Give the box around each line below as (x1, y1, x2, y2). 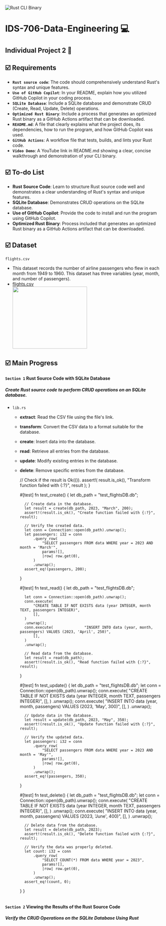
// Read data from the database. (24, 651, 93, 656)
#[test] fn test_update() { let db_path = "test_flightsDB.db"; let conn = (19, 682, 162, 688)
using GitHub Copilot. (12, 215, 56, 221)
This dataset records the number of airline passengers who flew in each (12, 265, 160, 271)
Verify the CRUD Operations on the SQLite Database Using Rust (5, 915, 139, 921)
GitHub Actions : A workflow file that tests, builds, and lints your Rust (12, 137, 152, 143)
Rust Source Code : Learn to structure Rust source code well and (12, 184, 145, 190)
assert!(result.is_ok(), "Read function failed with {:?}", (24, 660, 151, 664)
